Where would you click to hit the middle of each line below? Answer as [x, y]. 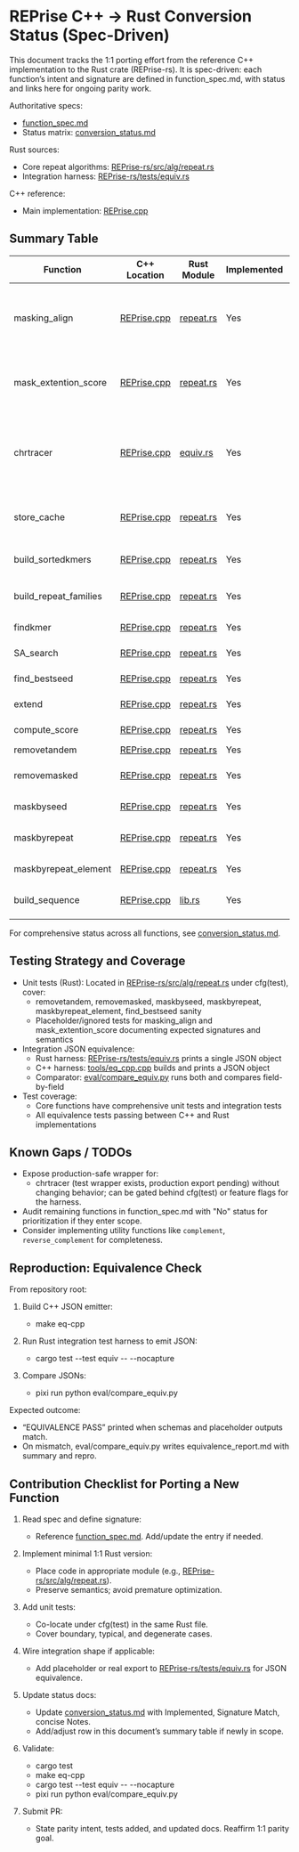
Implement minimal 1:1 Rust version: [87, 1554]
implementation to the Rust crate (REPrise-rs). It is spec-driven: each [136, 69]
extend [28, 703]
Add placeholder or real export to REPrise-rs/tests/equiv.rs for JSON [161, 1668]
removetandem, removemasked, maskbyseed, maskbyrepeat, [149, 1001]
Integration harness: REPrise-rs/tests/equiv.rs [105, 176]
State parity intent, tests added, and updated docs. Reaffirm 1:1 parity [162, 1828]
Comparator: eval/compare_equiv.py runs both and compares [148, 1077]
